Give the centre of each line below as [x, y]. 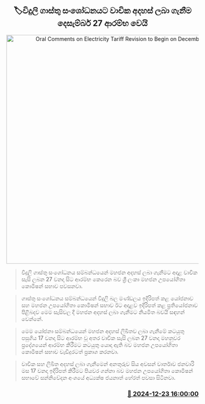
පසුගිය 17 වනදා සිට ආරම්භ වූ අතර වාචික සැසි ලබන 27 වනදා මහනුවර [101, 337]
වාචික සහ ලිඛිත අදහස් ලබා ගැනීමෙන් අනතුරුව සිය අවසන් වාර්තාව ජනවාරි [108, 364]
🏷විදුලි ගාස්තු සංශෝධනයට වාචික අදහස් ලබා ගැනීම [103, 11]
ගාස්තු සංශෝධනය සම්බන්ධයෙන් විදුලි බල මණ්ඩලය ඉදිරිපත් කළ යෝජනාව [107, 298]
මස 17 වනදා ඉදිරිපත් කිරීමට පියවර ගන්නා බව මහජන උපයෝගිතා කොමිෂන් [107, 370]
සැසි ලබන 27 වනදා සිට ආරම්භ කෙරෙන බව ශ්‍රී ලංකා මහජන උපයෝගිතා [103, 279]
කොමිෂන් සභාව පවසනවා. [52, 286]
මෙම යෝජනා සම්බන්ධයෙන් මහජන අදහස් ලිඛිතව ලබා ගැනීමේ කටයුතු [103, 331]
